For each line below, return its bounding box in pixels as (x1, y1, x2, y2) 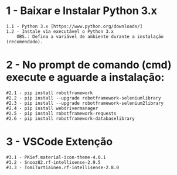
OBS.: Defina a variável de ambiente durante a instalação (16, 33, 164, 39)
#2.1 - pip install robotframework (6, 90, 93, 96)
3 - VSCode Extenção (6, 135, 113, 149)
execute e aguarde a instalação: (6, 71, 165, 84)
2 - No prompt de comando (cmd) (6, 59, 172, 71)
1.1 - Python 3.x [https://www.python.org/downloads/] (6, 23, 143, 29)
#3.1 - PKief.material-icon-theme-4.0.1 (6, 154, 107, 160)
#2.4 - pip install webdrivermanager (6, 105, 98, 111)
